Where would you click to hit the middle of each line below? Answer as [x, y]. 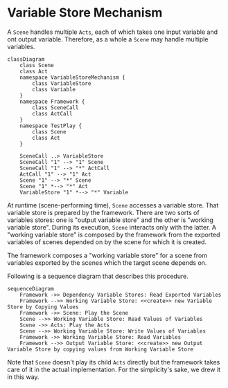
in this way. [23, 377]
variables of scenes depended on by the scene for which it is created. [107, 242]
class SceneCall [55, 108]
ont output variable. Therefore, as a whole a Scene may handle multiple [108, 39]
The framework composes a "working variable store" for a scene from [107, 255]
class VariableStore [62, 83]
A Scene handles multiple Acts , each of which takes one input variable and [113, 32]
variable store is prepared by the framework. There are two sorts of [103, 212]
